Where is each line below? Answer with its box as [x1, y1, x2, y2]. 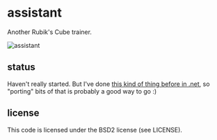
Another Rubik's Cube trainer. [7, 28, 93, 36]
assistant [7, 5, 63, 21]
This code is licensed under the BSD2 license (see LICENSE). [7, 125, 183, 134]
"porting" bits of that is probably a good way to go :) [7, 87, 157, 95]
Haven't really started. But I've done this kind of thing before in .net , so [7, 80, 210, 88]
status [7, 61, 36, 73]
